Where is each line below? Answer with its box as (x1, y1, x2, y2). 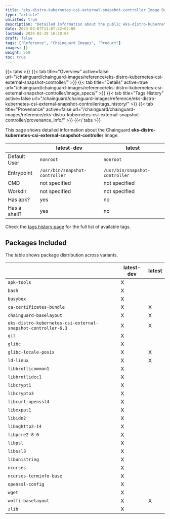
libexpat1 (8, 407, 31, 413)
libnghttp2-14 (8, 424, 42, 430)
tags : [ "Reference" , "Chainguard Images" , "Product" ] (5, 41, 121, 46)
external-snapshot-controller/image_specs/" (5, 90, 98, 96)
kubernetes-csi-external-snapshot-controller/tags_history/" (5, 101, 130, 107)
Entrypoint (8, 170, 33, 177)
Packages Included (5, 238, 67, 247)
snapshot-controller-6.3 (8, 326, 68, 331)
